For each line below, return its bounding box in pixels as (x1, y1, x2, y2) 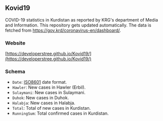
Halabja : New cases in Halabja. (12, 100, 75, 106)
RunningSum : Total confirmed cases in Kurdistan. (12, 110, 109, 117)
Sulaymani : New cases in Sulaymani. (12, 90, 86, 96)
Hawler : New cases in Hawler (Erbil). (12, 84, 86, 90)
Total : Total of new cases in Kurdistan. (12, 105, 91, 111)
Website (5, 39, 26, 46)
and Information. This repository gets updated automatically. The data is (5, 22, 152, 28)
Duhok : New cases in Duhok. (12, 95, 69, 101)
